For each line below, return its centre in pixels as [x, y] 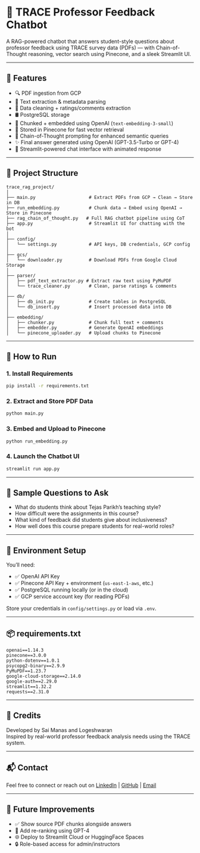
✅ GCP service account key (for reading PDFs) [72, 597]
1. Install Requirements [40, 373]
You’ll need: [21, 565]
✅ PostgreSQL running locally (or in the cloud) [71, 590]
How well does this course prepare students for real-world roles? [94, 526]
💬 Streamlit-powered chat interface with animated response [88, 149]
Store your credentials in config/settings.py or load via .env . [81, 608]
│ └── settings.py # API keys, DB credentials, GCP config [98, 244]
